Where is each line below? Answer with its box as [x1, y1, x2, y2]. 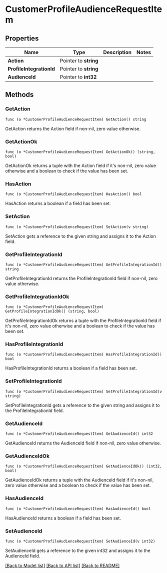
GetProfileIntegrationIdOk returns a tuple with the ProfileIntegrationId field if [5, 317, 161, 323]
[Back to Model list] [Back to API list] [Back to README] [5, 562, 120, 568]
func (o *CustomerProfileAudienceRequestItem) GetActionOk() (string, [5, 149, 155, 154]
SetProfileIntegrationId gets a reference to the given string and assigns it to [5, 402, 160, 408]
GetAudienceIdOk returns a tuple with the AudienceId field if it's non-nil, [5, 477, 154, 483]
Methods [5, 90, 34, 99]
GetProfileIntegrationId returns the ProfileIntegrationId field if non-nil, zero [5, 275, 158, 281]
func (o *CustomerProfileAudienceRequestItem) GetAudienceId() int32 [5, 431, 153, 436]
